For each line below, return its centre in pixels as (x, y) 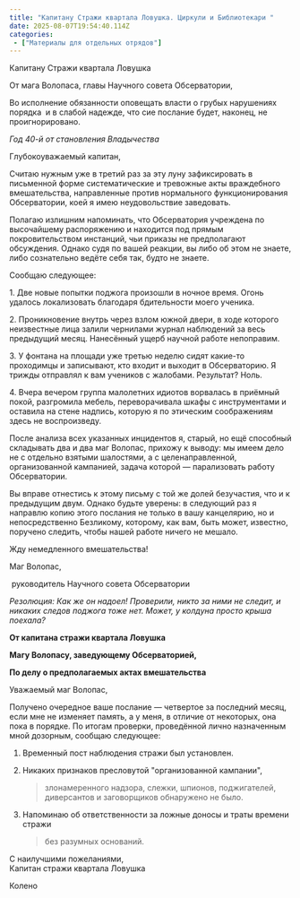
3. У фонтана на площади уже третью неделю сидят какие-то (127, 356)
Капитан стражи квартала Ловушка (77, 868)
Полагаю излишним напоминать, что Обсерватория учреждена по (137, 220)
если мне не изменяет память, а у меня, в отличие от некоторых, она (143, 717)
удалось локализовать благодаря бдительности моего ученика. (132, 302)
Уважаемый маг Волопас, (59, 690)
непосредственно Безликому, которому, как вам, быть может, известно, (149, 522)
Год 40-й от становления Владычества (84, 139)
